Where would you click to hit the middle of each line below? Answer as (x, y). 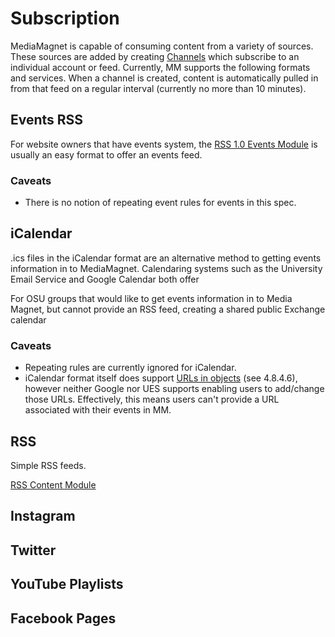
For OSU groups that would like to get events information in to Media (151, 298)
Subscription (65, 18)
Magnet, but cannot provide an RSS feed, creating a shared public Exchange (168, 309)
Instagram (43, 516)
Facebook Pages (63, 618)
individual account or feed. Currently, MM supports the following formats (160, 67)
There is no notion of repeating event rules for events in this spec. (160, 203)
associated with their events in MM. (98, 410)
